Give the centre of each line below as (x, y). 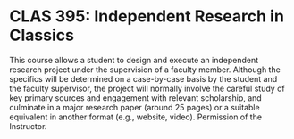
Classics (42, 35)
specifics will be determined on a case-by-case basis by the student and (143, 78)
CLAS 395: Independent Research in (147, 16)
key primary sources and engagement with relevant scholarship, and (135, 98)
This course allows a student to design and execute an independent (134, 60)
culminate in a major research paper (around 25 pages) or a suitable (135, 107)
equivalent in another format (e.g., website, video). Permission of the (135, 117)
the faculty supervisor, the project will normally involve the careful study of (147, 88)
